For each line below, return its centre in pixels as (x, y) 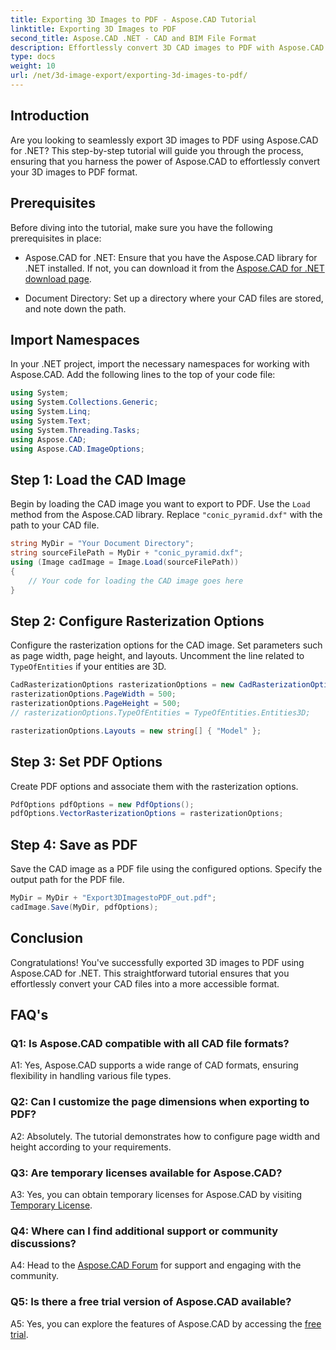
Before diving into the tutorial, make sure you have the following (141, 227)
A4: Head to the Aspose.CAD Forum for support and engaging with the (156, 1265)
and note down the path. (75, 308)
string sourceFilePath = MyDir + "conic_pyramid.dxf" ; (127, 553)
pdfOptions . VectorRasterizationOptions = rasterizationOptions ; (147, 814)
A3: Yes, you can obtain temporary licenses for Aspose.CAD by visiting (156, 1194)
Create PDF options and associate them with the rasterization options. (154, 786)
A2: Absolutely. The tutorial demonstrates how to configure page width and (165, 1136)
